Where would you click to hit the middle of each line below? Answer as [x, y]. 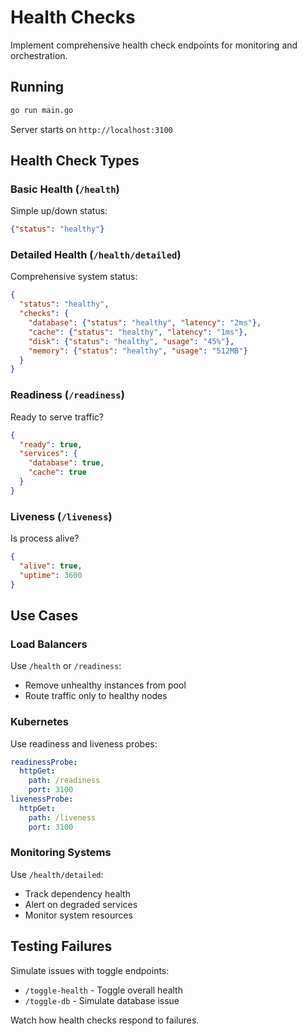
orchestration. [39, 55]
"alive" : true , [51, 566]
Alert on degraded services [81, 904]
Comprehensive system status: [74, 277]
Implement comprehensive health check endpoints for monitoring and [154, 45]
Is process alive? [45, 538]
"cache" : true [57, 472]
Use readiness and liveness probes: [84, 743]
